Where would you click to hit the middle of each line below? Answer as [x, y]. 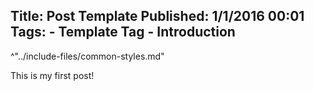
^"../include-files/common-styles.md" [87, 56]
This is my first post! [52, 75]
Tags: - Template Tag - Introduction [123, 32]
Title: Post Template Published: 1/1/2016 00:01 [157, 16]
